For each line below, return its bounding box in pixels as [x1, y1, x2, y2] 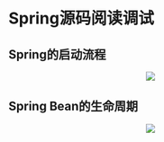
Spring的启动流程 [8, 47, 106, 62]
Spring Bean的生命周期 [8, 99, 139, 114]
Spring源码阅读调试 [8, 8, 155, 29]
